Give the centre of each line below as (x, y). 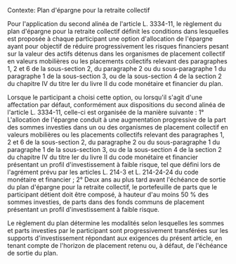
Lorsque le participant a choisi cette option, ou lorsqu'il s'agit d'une (105, 97)
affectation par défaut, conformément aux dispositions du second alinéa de (116, 105)
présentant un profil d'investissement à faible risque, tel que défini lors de (114, 164)
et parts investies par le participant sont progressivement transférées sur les (118, 231)
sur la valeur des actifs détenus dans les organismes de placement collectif (117, 54)
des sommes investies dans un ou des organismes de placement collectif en (118, 127)
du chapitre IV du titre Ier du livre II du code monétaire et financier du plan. (115, 83)
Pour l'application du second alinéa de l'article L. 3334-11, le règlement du (114, 24)
